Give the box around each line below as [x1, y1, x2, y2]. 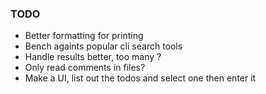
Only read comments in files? [24, 62, 146, 74]
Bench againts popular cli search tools [24, 40, 183, 52]
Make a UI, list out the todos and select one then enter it [24, 72, 257, 84]
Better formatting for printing [24, 30, 144, 42]
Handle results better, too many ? [24, 51, 162, 63]
